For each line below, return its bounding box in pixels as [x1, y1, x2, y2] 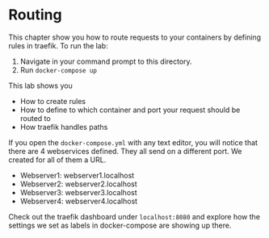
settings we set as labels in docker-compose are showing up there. [8, 220, 232, 230]
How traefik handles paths [19, 122, 108, 132]
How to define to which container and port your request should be [19, 105, 241, 115]
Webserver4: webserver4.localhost [19, 196, 138, 206]
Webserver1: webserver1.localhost [19, 170, 135, 180]
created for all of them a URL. [8, 155, 107, 165]
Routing [8, 6, 62, 24]
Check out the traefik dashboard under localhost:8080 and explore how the [8, 211, 261, 221]
